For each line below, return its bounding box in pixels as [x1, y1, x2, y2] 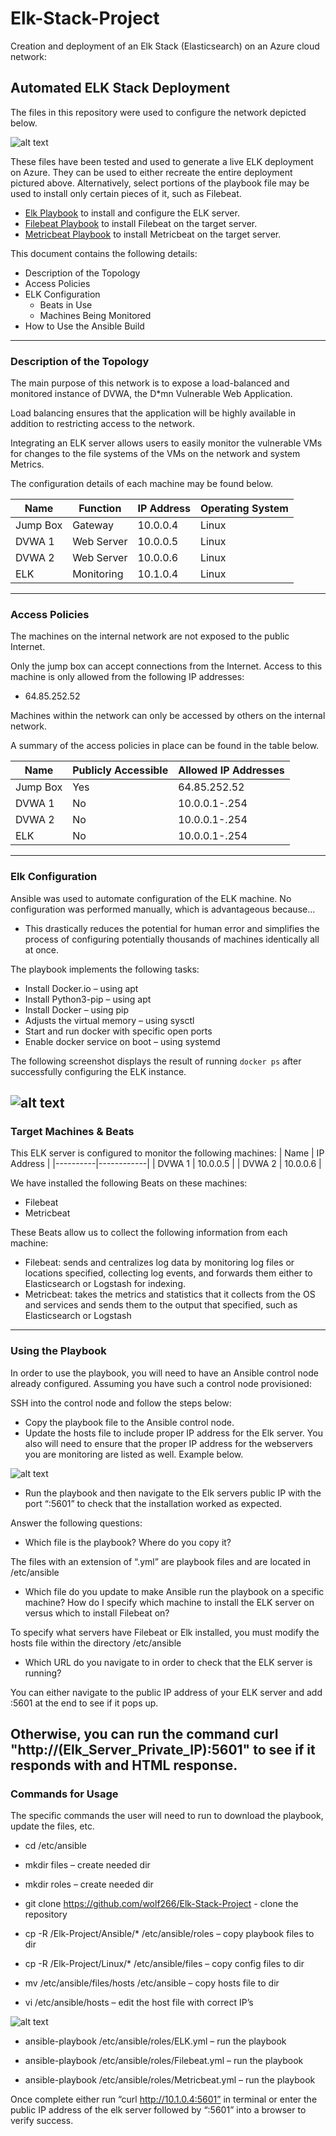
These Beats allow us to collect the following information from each [10, 1227, 288, 1239]
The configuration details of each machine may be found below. [10, 478, 273, 490]
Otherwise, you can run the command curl [10, 1726, 279, 1743]
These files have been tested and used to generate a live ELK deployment [10, 155, 314, 167]
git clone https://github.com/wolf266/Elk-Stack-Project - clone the [24, 1898, 299, 1910]
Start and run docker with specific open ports [24, 1025, 213, 1037]
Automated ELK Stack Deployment [10, 80, 230, 97]
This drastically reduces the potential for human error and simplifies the [24, 922, 320, 934]
